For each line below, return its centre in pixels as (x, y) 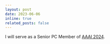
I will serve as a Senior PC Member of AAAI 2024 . (55, 37)
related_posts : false (27, 23)
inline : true (18, 18)
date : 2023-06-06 (23, 14)
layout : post (18, 9)
